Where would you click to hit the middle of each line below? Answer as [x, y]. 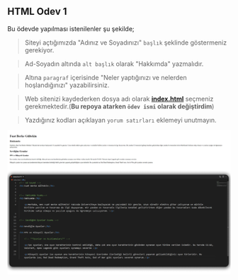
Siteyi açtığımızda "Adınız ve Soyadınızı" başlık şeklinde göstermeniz [126, 43]
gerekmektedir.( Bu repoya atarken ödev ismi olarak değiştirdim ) [119, 106]
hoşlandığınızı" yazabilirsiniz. [67, 85]
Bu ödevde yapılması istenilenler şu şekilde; [71, 28]
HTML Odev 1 [37, 12]
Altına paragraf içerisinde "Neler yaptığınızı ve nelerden [106, 77]
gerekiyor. [39, 50]
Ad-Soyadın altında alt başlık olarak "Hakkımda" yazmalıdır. [114, 64]
